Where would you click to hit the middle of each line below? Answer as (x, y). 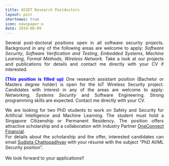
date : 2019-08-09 (23, 29)
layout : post (19, 15)
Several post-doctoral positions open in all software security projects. (84, 43)
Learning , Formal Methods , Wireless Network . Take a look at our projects (84, 59)
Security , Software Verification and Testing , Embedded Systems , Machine (84, 54)
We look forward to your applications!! (45, 158)
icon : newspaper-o (24, 24)
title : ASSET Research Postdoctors (43, 10)
